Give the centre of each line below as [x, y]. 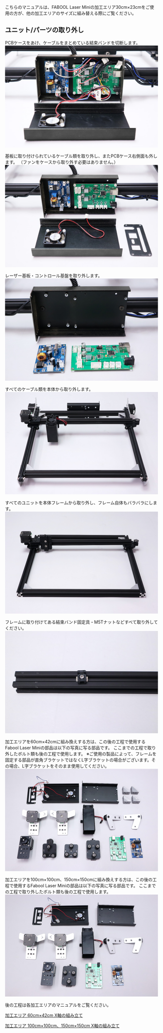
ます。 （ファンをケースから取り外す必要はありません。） [62, 162]
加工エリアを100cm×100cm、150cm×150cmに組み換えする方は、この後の [79, 879]
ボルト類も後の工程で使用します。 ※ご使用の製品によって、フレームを [87, 753]
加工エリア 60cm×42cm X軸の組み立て [44, 1015]
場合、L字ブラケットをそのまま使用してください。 [59, 766]
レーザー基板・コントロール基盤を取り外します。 [54, 276]
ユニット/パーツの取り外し [44, 30]
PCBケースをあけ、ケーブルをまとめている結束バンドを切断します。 [73, 42]
